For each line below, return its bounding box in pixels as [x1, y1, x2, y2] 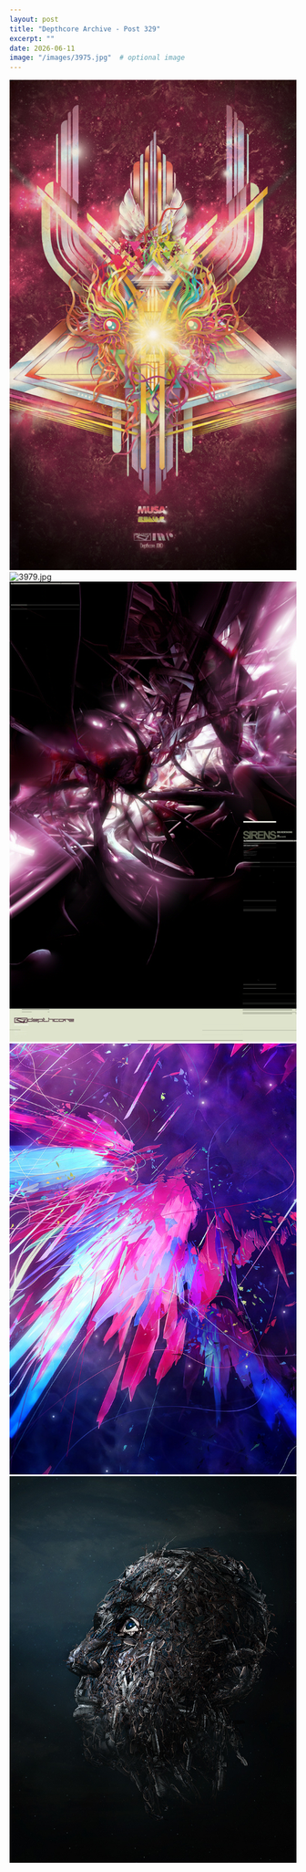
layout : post [9, 15, 59, 24]
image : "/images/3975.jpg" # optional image [9, 53, 185, 63]
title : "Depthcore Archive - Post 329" [9, 24, 161, 34]
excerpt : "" [9, 34, 55, 43]
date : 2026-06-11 [9, 44, 76, 53]
